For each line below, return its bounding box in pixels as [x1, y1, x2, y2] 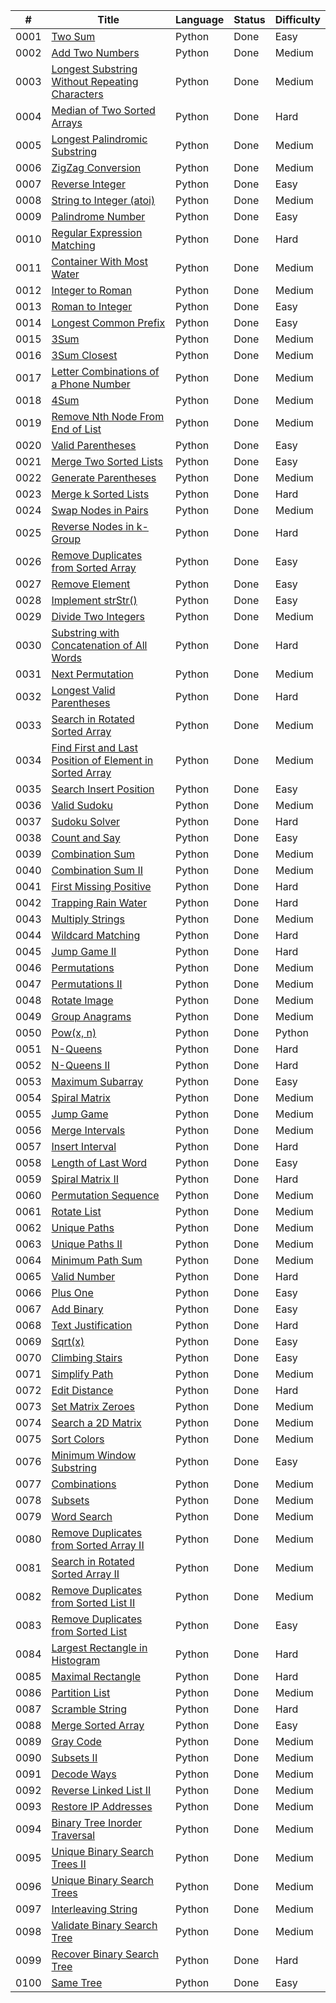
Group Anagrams [51, 1010, 132, 1023]
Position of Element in [51, 754, 154, 767]
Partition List [51, 1686, 111, 1699]
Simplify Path [51, 1367, 114, 1381]
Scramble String [51, 1702, 128, 1716]
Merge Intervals [51, 1124, 126, 1137]
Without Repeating [51, 75, 139, 88]
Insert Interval [51, 1140, 117, 1153]
